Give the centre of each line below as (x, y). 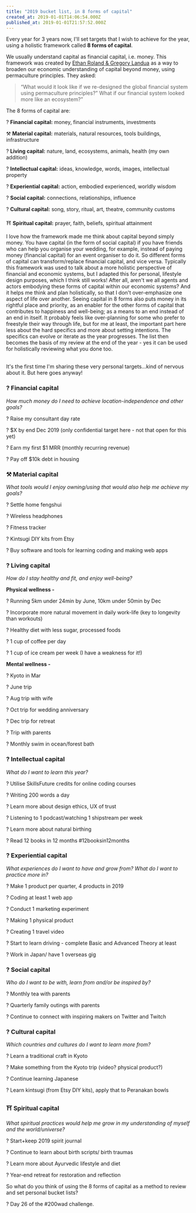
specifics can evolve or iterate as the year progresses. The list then (87, 336)
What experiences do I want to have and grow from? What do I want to (92, 868)
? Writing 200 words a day (38, 795)
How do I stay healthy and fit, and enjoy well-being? (69, 578)
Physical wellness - (30, 590)
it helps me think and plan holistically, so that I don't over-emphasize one (94, 293)
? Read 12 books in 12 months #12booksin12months (68, 840)
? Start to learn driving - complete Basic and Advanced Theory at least (92, 943)
